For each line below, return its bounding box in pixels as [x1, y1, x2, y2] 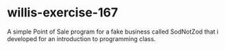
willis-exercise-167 [7, 5, 119, 21]
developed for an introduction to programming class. [7, 34, 156, 42]
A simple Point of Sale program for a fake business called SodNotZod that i [7, 27, 219, 36]
